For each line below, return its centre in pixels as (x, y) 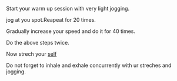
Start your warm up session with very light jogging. (68, 9)
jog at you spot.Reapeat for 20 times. (51, 20)
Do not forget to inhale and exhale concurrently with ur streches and (89, 65)
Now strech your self (31, 54)
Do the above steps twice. (38, 43)
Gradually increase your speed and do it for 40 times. (71, 31)
